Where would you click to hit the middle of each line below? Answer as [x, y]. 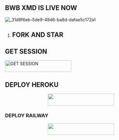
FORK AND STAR [38, 35]
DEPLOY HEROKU [32, 85]
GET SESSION [26, 51]
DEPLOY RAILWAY [27, 115]
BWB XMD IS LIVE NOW [41, 8]
